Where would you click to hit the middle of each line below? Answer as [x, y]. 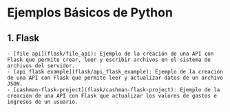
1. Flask [23, 38]
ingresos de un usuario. [43, 102]
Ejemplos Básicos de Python [90, 13]
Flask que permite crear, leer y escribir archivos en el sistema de [109, 60]
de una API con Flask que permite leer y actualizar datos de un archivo [115, 78]
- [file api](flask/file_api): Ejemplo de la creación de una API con [111, 54]
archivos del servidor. [41, 66]
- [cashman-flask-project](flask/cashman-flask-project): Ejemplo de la [114, 90]
